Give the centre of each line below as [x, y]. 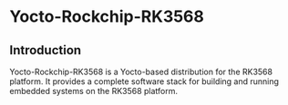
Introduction [46, 50]
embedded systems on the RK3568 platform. [94, 91]
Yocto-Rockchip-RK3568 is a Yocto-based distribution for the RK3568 [141, 72]
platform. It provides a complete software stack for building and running [144, 81]
